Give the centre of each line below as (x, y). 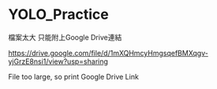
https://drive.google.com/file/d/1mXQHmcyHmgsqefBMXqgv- (108, 53)
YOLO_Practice (58, 15)
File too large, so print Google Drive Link (74, 76)
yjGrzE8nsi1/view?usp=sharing (58, 61)
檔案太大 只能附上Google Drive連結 (65, 37)
